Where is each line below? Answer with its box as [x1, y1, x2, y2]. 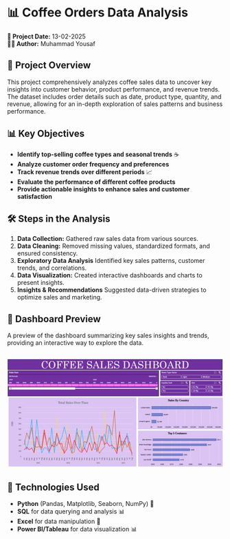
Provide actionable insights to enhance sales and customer [16, 184, 190, 193]
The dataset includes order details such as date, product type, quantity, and [7, 92, 222, 101]
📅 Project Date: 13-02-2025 [7, 32, 86, 41]
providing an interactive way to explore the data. [7, 339, 144, 347]
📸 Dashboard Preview [7, 313, 101, 325]
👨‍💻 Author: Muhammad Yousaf [7, 39, 96, 47]
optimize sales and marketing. [16, 293, 102, 302]
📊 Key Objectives [7, 128, 84, 140]
